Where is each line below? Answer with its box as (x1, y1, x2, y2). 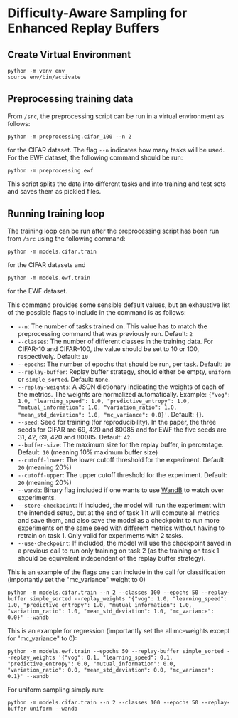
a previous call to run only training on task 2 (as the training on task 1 (17, 546, 220, 555)
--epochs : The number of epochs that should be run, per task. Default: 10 (17, 360, 231, 368)
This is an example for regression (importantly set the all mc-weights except (7, 626, 230, 635)
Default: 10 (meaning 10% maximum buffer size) (17, 447, 158, 457)
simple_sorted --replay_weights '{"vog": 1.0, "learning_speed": (29, 595, 227, 603)
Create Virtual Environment (7, 48, 131, 61)
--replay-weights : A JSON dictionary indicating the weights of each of (17, 383, 225, 391)
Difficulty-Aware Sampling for (7, 5, 188, 21)
